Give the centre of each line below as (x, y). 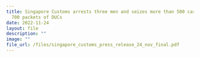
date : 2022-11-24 (28, 23)
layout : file (22, 28)
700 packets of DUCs (37, 17)
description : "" (26, 34)
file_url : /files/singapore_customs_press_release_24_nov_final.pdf (93, 45)
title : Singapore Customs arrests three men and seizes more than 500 (96, 12)
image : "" (18, 39)
